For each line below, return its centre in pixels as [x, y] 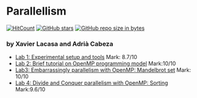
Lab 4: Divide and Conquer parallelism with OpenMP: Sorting [91, 83]
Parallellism [37, 11]
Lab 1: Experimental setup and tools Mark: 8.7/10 [76, 57]
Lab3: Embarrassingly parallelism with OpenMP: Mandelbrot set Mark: [103, 70]
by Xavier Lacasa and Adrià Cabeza [60, 44]
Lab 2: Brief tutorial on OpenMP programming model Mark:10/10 [95, 64]
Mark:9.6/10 [30, 89]
